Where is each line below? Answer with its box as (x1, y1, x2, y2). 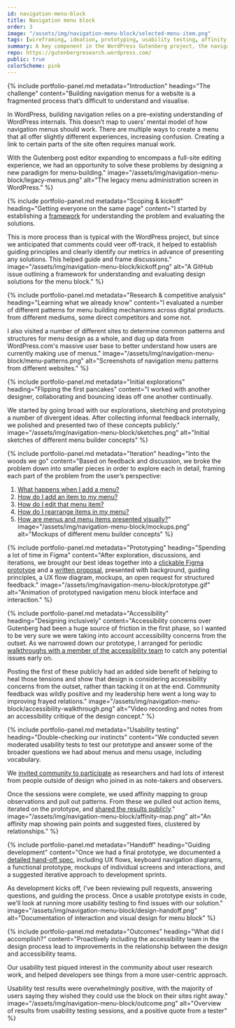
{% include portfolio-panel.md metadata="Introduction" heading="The (7, 81, 211, 90)
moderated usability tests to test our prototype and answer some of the (7, 740, 213, 749)
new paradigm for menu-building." (7, 168, 106, 176)
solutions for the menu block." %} (7, 277, 104, 286)
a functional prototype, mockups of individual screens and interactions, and (7, 863, 225, 871)
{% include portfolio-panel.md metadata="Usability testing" (7, 725, 180, 734)
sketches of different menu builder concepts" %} (7, 436, 149, 444)
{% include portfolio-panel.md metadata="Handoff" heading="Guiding (7, 840, 211, 849)
